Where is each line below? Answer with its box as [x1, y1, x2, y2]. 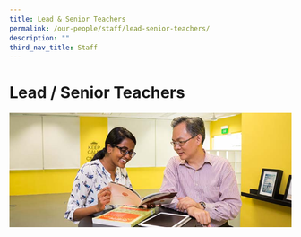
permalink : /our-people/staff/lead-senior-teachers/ [9, 23, 211, 33]
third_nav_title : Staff [9, 43, 99, 52]
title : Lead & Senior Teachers [9, 14, 126, 23]
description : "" [9, 33, 70, 42]
